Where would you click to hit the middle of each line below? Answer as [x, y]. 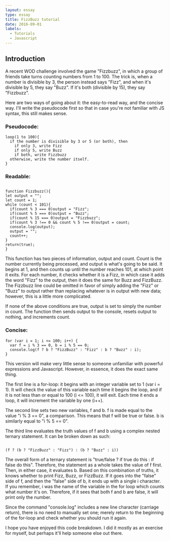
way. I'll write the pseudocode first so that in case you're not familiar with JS [85, 108]
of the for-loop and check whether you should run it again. [66, 518]
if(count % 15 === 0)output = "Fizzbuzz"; [55, 218]
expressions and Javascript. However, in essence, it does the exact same [82, 369]
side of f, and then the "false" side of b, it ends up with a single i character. [83, 481]
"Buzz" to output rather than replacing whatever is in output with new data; [83, 291]
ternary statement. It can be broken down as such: [58, 436]
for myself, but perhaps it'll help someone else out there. [64, 533]
